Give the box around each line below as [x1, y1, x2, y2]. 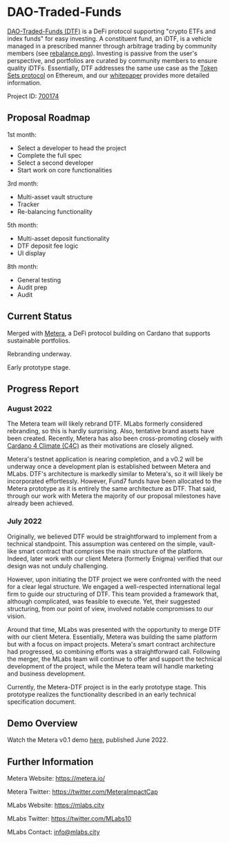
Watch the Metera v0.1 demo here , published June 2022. [7, 736, 169, 744]
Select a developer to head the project [17, 143, 126, 152]
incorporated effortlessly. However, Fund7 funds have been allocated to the [7, 477, 222, 485]
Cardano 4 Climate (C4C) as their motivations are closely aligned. [7, 442, 194, 450]
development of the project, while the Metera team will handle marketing [7, 662, 214, 670]
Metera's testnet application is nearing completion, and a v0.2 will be [7, 455, 204, 464]
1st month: [7, 130, 37, 138]
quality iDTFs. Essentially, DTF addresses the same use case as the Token [7, 64, 218, 72]
